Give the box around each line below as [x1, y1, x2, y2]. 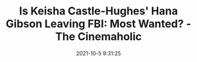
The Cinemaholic [55, 30, 142, 43]
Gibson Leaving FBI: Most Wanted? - [5, 17, 192, 31]
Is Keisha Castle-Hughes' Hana [19, 4, 178, 18]
